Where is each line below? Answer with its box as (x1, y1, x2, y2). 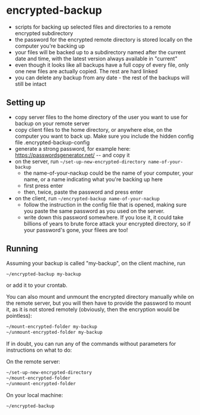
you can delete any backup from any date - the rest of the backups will (14, 74, 190, 81)
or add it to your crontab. (6, 281, 67, 289)
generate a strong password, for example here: (14, 145, 131, 152)
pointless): (6, 312, 32, 320)
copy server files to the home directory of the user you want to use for (14, 113, 188, 120)
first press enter (23, 182, 64, 189)
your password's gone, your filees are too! (23, 226, 128, 233)
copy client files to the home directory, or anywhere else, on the (14, 126, 173, 133)
